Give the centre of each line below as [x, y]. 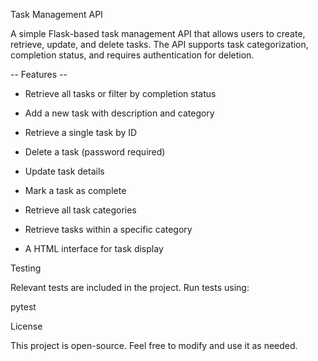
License [26, 326]
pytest [23, 307]
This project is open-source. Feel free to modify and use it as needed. [154, 345]
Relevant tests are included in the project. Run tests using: [130, 287]
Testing [26, 268]
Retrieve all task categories [80, 210]
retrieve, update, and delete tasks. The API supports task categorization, [159, 44]
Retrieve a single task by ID [81, 132]
